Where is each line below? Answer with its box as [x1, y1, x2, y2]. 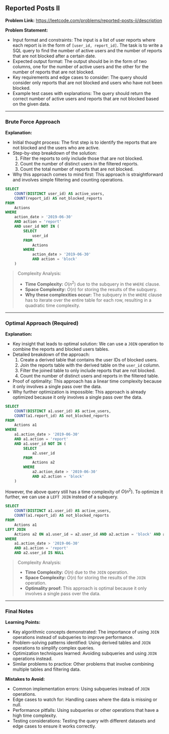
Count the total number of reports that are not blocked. [20, 166, 134, 172]
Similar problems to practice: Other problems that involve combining [12, 661, 154, 667]
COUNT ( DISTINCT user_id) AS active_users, [14, 191, 105, 196]
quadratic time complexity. [25, 302, 80, 308]
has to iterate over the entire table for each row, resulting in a [25, 297, 152, 303]
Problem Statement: [5, 27, 48, 33]
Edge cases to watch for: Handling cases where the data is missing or [12, 696, 157, 703]
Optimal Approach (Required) [5, 319, 79, 326]
